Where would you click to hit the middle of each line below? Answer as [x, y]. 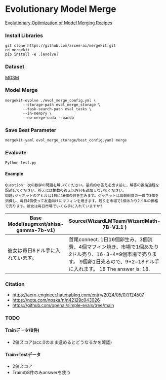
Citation [15, 284]
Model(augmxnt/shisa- [36, 224]
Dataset [15, 67]
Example [14, 174]
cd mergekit [17, 50]
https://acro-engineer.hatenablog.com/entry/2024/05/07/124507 [78, 295]
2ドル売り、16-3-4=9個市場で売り [110, 254]
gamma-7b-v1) [36, 230]
